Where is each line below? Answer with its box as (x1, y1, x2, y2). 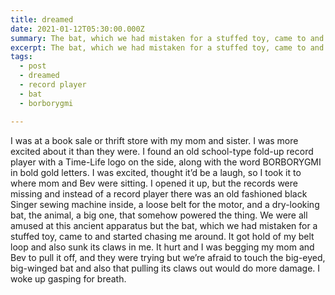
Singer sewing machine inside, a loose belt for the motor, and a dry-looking (10, 198, 320, 210)
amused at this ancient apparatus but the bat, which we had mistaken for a (10, 219, 318, 231)
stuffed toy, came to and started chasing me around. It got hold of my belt (10, 230, 315, 242)
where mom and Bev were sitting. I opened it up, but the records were (10, 177, 298, 189)
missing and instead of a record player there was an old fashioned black (10, 187, 308, 200)
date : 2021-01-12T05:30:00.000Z (10, 24, 145, 34)
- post (19, 61, 47, 71)
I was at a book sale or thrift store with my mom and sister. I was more (10, 134, 299, 146)
